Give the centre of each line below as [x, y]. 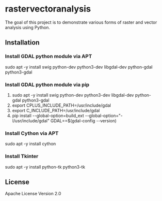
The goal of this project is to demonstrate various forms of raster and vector [81, 22]
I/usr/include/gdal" [31, 121]
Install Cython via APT [32, 133]
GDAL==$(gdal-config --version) [84, 121]
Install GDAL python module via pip [47, 85]
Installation [22, 43]
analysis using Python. [27, 27]
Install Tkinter [22, 157]
